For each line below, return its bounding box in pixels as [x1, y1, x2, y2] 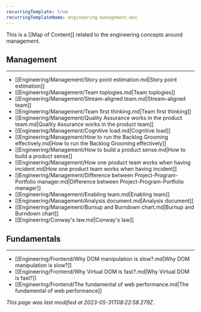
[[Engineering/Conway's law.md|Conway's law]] [14, 217, 134, 224]
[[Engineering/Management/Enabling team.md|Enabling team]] [14, 191, 170, 198]
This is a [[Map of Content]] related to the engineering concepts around [6, 31, 183, 38]
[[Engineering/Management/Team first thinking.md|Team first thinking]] [14, 108, 191, 115]
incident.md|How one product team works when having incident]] [14, 166, 177, 173]
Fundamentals [6, 233, 61, 244]
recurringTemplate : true [6, 8, 68, 15]
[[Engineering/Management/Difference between [14, 172, 133, 179]
